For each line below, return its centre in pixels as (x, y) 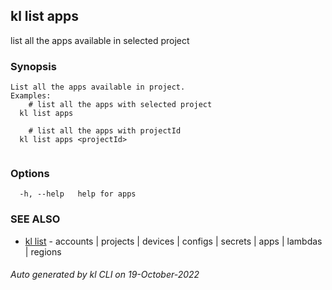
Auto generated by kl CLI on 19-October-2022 (105, 275)
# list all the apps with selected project (120, 105)
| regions (43, 251)
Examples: (31, 96)
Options (30, 174)
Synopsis (33, 66)
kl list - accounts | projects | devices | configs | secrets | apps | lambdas (173, 241)
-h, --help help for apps (78, 194)
